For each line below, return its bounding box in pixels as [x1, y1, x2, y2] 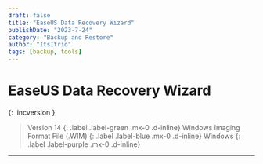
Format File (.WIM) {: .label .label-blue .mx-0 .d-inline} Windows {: [27, 131, 241, 140]
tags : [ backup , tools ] [8, 48, 82, 56]
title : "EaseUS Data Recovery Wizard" [8, 19, 135, 27]
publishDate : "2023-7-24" [8, 26, 92, 34]
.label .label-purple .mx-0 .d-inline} [27, 139, 141, 149]
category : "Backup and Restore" [8, 33, 113, 42]
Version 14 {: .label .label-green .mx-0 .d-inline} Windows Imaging [27, 122, 240, 132]
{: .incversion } [8, 108, 56, 117]
